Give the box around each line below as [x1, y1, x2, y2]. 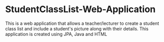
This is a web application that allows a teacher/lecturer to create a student [5, 20, 159, 26]
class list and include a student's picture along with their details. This [5, 25, 149, 31]
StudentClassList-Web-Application [5, 4, 156, 15]
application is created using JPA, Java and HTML [5, 31, 107, 37]
